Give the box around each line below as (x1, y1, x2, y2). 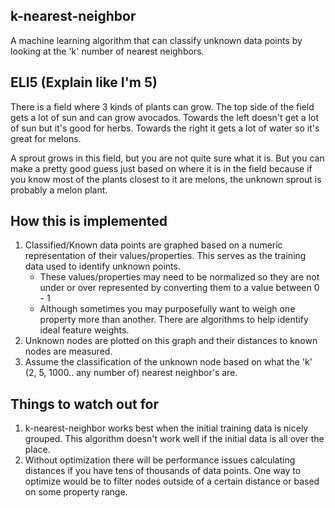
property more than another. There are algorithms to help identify (39, 314, 309, 326)
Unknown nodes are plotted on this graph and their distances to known (24, 335, 318, 347)
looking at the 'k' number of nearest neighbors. (10, 45, 205, 57)
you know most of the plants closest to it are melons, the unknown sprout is (10, 173, 322, 185)
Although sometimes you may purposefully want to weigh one (39, 303, 296, 315)
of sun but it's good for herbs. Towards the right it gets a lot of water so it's (10, 122, 320, 134)
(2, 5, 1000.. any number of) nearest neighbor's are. (24, 367, 238, 379)
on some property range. (24, 486, 128, 498)
